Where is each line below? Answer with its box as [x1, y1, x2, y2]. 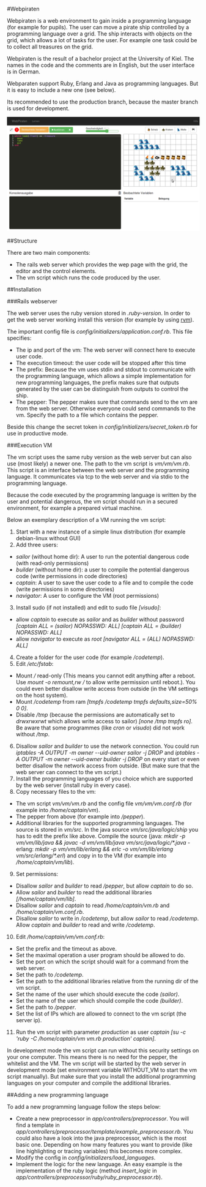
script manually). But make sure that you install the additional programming [7, 1073, 196, 1080]
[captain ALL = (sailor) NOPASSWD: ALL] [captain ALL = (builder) [15, 622, 182, 630]
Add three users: [15, 541, 59, 549]
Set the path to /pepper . [15, 1004, 76, 1011]
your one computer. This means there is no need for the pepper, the [7, 1053, 178, 1061]
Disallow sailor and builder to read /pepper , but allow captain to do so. [15, 882, 193, 890]
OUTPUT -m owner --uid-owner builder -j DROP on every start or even [21, 756, 200, 763]
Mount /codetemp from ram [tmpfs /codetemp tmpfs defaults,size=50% [15, 698, 197, 706]
